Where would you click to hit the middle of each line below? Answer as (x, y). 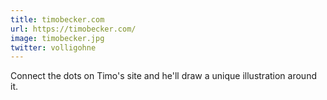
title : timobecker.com (57, 19)
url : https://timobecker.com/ (73, 29)
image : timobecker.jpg (57, 38)
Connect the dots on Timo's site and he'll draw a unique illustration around (163, 76)
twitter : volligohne (53, 47)
